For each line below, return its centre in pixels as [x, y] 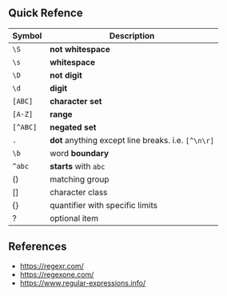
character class [78, 192]
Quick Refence [46, 13]
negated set [73, 127]
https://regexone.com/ [57, 274]
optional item [74, 218]
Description [132, 35]
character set [76, 101]
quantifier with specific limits [104, 205]
